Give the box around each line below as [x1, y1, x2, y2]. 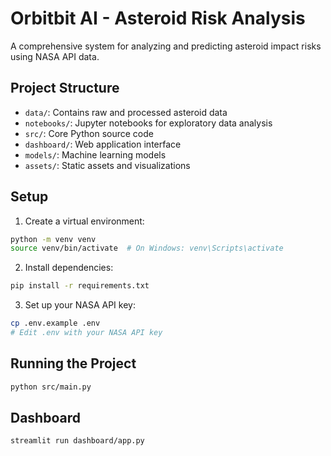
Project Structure [10, 80, 120, 97]
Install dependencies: [24, 262, 114, 274]
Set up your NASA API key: [24, 299, 136, 311]
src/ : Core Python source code [24, 127, 154, 139]
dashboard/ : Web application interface [24, 138, 182, 150]
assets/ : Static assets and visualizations [24, 159, 191, 171]
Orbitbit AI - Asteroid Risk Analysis [10, 7, 306, 30]
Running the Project [10, 355, 137, 372]
